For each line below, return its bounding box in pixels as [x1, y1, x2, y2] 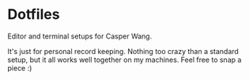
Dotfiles [7, 5, 60, 24]
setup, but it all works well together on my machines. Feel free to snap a [7, 55, 242, 64]
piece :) [7, 63, 32, 72]
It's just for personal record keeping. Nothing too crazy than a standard [7, 46, 239, 56]
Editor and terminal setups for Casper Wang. [7, 31, 153, 41]
